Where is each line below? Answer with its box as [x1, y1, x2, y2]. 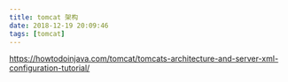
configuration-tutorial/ [9, 63, 90, 73]
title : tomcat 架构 [9, 12, 79, 22]
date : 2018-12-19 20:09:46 [9, 21, 109, 30]
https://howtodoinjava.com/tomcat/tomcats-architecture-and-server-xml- [9, 54, 279, 64]
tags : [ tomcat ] [9, 29, 66, 38]
